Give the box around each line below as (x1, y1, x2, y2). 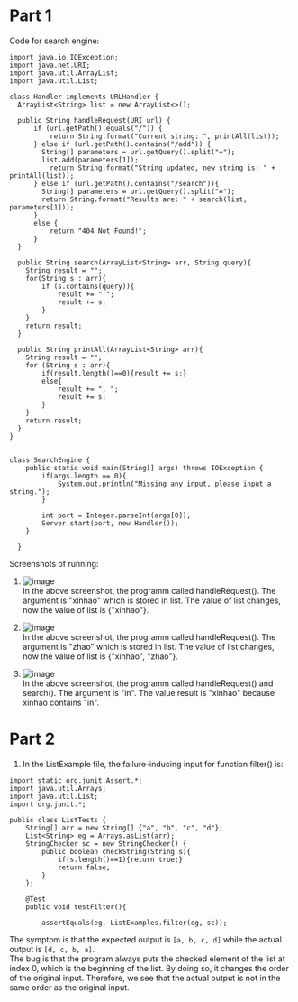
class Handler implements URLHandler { (9, 92, 159, 101)
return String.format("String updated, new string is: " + (49, 163, 276, 172)
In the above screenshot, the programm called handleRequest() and (22, 678, 274, 689)
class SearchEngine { (9, 455, 91, 465)
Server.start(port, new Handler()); (41, 518, 179, 528)
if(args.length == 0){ (41, 471, 127, 480)
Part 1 (9, 5, 52, 26)
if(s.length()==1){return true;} (57, 855, 183, 864)
